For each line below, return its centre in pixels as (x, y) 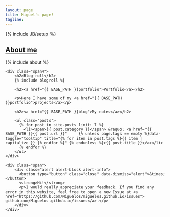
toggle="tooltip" (24, 139)
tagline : (15, 19)
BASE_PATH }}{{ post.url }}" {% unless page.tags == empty (74, 134)
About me (21, 50)
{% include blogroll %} (40, 80)
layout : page (19, 10)
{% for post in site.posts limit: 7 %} (61, 125)
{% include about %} (27, 62)
